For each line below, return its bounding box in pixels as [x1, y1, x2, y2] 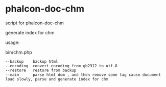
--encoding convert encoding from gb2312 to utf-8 [5, 63, 117, 68]
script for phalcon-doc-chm [5, 20, 64, 26]
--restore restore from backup [5, 68, 77, 73]
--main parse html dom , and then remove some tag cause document [5, 72, 161, 77]
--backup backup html [5, 59, 58, 64]
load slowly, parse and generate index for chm [5, 76, 109, 81]
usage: [5, 39, 20, 46]
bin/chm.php [5, 49, 32, 55]
